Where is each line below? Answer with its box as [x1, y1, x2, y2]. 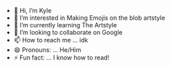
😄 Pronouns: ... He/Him [13, 46, 82, 54]
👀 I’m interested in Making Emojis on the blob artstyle [13, 14, 166, 22]
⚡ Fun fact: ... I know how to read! [13, 53, 110, 62]
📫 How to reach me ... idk [13, 36, 88, 44]
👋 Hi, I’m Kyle [13, 7, 52, 14]
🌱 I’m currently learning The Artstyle [13, 21, 117, 29]
